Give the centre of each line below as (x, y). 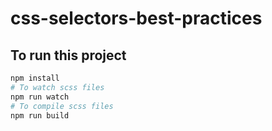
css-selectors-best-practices (136, 18)
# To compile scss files (62, 106)
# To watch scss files (57, 87)
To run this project (68, 55)
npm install (35, 78)
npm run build (40, 115)
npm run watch (40, 97)
